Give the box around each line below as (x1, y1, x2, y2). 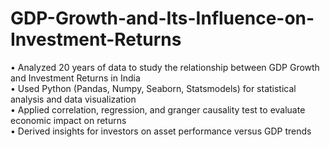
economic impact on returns (10, 114, 127, 126)
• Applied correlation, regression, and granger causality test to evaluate (10, 103, 306, 116)
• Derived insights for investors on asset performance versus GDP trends (10, 125, 312, 137)
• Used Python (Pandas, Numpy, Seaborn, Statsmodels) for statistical (10, 82, 297, 94)
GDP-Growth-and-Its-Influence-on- (10, 7, 315, 30)
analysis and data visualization (10, 93, 137, 105)
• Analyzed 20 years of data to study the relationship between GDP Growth (10, 61, 320, 73)
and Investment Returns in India (10, 72, 141, 84)
